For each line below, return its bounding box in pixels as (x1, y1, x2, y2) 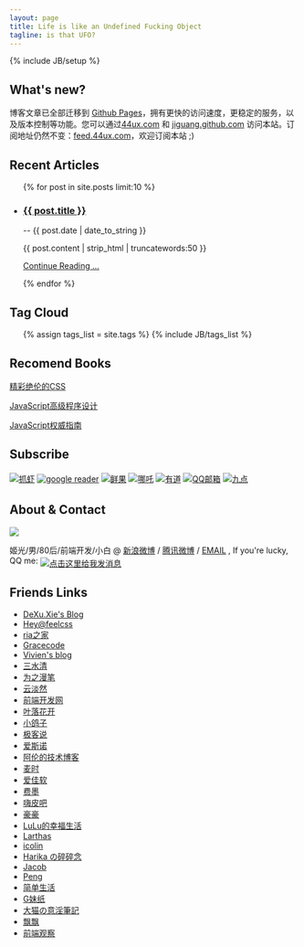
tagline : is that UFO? (9, 30, 96, 39)
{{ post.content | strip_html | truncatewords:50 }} (22, 243, 207, 254)
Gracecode (22, 640, 66, 651)
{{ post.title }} (22, 204, 87, 217)
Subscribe (9, 447, 70, 463)
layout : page (9, 13, 59, 23)
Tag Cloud (9, 304, 69, 320)
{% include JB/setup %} (9, 56, 100, 67)
